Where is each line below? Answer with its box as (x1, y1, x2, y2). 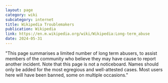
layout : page (5, 7, 33, 13)
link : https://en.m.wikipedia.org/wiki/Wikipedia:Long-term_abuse (5, 31, 150, 36)
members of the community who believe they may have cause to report (5, 55, 156, 61)
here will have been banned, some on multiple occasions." (5, 72, 129, 78)
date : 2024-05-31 (5, 36, 43, 42)
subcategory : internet (5, 17, 54, 22)
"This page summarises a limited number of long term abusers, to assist (5, 50, 157, 56)
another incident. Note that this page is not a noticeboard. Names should (5, 61, 159, 67)
